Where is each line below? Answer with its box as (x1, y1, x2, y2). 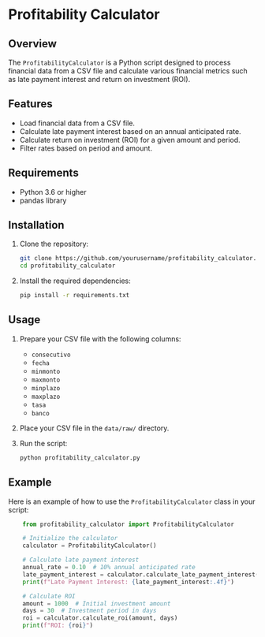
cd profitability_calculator (19, 262, 116, 270)
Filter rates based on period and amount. (19, 143, 152, 153)
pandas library (19, 196, 67, 205)
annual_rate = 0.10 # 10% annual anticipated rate (22, 564, 196, 572)
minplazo (31, 384, 61, 392)
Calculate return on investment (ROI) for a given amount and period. (19, 135, 241, 144)
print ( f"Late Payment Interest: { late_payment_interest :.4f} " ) (22, 578, 235, 586)
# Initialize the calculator (22, 535, 118, 542)
